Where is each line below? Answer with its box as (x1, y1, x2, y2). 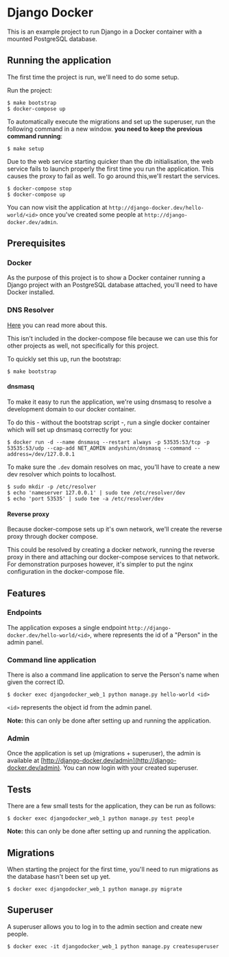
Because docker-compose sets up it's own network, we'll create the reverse (7, 525, 223, 533)
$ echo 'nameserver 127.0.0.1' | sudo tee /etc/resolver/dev (7, 489, 186, 496)
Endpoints (7, 608, 43, 618)
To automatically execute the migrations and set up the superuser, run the (7, 117, 216, 125)
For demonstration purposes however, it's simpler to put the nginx (7, 560, 193, 568)
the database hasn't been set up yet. (7, 873, 111, 881)
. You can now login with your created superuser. (59, 764, 199, 772)
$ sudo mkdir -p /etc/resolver (7, 483, 97, 490)
